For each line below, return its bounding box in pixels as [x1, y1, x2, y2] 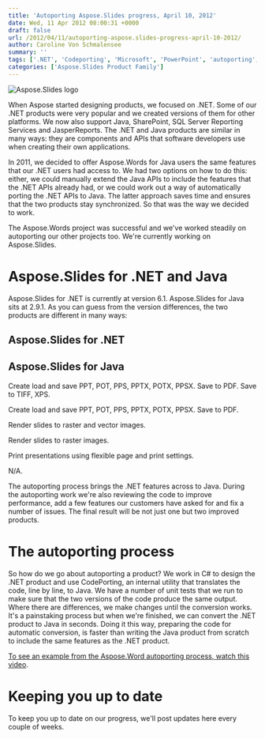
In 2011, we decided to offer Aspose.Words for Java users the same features [8, 157, 256, 167]
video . [8, 659, 29, 669]
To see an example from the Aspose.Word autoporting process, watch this [8, 651, 250, 661]
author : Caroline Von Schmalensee [8, 41, 122, 49]
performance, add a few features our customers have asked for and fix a [8, 498, 244, 507]
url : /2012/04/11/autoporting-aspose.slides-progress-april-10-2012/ [8, 33, 242, 42]
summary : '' [8, 48, 47, 56]
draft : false [8, 26, 51, 34]
